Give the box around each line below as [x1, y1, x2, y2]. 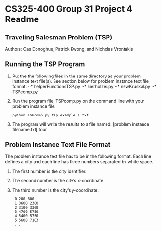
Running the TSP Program [5, 60, 85, 69]
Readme [5, 14, 39, 25]
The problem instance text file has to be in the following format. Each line [5, 154, 152, 159]
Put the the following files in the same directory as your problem [12, 73, 141, 79]
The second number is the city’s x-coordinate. [12, 177, 105, 183]
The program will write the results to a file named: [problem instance [12, 121, 149, 127]
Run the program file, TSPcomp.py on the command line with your [12, 98, 144, 104]
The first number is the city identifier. [12, 168, 87, 174]
